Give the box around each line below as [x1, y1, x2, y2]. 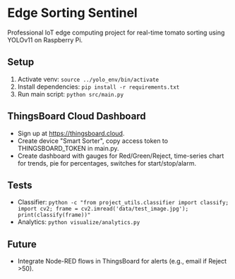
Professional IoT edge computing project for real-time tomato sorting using [7, 28, 225, 37]
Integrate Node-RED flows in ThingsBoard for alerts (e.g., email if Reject [17, 257, 227, 266]
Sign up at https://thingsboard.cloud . [17, 129, 125, 137]
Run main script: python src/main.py [17, 89, 124, 98]
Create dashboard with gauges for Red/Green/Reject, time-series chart [17, 151, 224, 160]
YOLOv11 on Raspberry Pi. [7, 35, 83, 44]
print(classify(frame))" [17, 211, 91, 219]
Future [7, 238, 37, 250]
